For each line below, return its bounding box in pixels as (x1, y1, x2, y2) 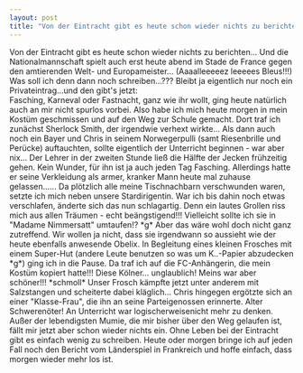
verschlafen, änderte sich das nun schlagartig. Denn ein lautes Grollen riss (9, 200, 286, 210)
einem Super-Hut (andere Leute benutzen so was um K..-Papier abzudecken (9, 247, 294, 258)
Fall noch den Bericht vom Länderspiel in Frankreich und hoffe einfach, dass (9, 344, 293, 355)
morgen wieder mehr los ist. (9, 353, 115, 364)
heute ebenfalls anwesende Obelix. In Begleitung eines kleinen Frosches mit (9, 238, 292, 249)
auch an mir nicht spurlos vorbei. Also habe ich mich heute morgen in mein (9, 104, 288, 115)
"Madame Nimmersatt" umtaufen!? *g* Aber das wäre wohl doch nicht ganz (9, 219, 291, 230)
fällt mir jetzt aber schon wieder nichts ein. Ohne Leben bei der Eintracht (9, 324, 280, 335)
